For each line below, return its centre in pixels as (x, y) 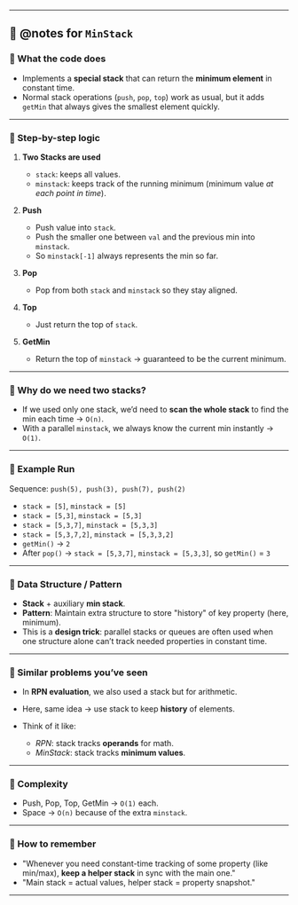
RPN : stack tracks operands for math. (105, 744)
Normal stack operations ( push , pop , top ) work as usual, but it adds (143, 97)
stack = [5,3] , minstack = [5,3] (82, 515)
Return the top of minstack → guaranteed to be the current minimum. (161, 358)
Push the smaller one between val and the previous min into (145, 237)
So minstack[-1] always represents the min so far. (127, 256)
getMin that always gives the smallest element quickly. (121, 106)
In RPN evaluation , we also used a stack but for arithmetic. (129, 692)
